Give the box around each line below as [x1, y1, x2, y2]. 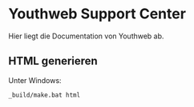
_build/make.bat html [8, 91, 81, 99]
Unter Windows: [8, 75, 62, 85]
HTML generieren [8, 54, 98, 68]
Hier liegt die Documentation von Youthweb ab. [8, 31, 164, 41]
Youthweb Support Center [8, 5, 187, 23]
